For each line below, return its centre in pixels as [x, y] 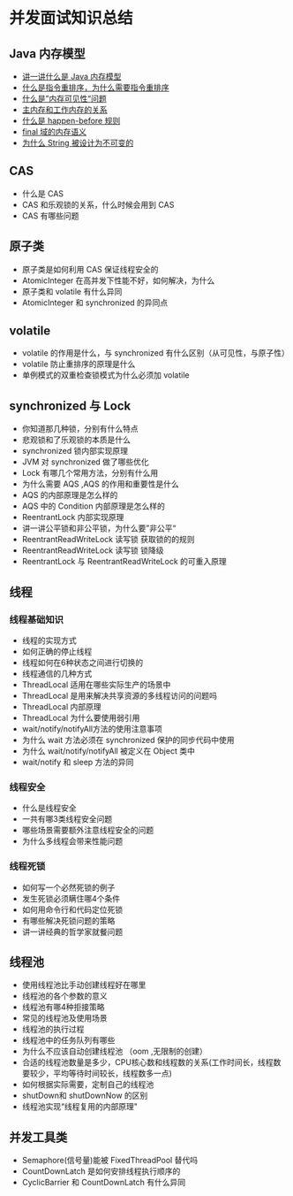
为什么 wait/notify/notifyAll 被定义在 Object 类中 [109, 751]
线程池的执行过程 [53, 1029]
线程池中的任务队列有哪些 [68, 1040]
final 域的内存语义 [54, 132]
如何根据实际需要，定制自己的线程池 [88, 1085]
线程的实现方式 [49, 640]
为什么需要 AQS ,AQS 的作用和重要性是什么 [100, 484]
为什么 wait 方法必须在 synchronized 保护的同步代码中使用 [128, 740]
